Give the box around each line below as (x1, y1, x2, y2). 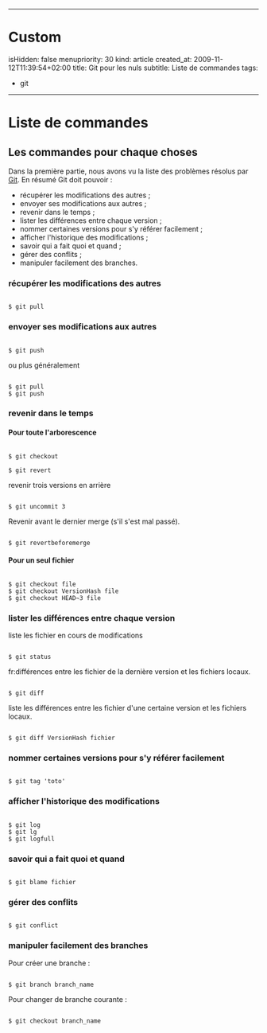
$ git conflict (8, 922, 59, 930)
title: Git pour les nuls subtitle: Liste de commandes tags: (72, 63, 258, 72)
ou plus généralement (8, 360, 80, 370)
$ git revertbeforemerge (8, 539, 91, 547)
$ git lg (8, 828, 37, 836)
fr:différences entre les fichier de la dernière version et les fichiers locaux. (8, 667, 251, 676)
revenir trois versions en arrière (8, 480, 111, 489)
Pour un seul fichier (8, 555, 75, 565)
